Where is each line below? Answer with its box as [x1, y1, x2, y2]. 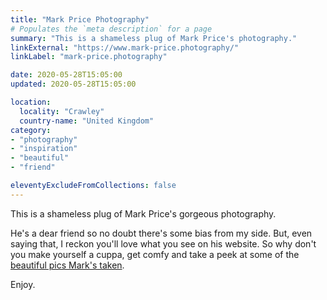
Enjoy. [10, 278, 36, 290]
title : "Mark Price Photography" [10, 14, 150, 25]
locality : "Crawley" [19, 106, 105, 116]
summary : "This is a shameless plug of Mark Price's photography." [10, 33, 298, 43]
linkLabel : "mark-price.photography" [10, 52, 168, 62]
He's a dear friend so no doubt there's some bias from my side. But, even [10, 227, 313, 239]
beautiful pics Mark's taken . [10, 259, 125, 271]
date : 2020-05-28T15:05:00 [10, 70, 123, 80]
